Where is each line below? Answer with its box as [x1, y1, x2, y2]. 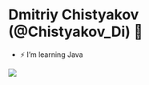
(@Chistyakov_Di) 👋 [8, 22, 143, 41]
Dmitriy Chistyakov [8, 6, 139, 24]
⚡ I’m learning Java [19, 50, 83, 59]
